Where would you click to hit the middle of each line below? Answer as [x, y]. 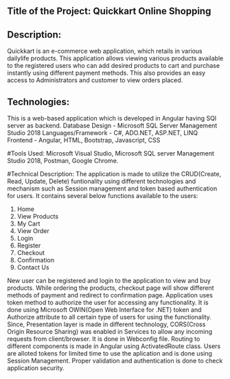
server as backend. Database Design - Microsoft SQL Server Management [112, 125]
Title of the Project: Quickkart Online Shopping [109, 11]
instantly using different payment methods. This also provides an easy [106, 73]
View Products [38, 217]
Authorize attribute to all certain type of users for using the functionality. [109, 317]
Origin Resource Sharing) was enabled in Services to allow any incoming [110, 332]
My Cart [28, 224]
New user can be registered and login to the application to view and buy [109, 281]
